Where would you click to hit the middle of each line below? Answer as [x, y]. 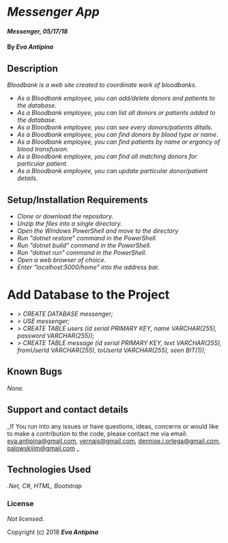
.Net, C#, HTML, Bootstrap [44, 486]
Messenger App [54, 12]
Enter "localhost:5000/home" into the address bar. [88, 267]
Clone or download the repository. [65, 216]
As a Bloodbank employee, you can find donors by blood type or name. [117, 135]
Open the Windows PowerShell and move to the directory [98, 231]
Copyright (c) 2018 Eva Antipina [53, 532]
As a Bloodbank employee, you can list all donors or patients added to [116, 113]
